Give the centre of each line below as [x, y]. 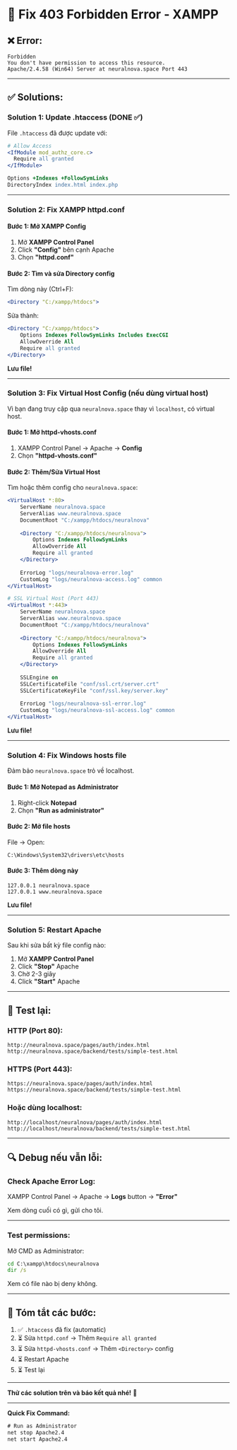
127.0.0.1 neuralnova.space [49, 886]
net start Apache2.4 [38, 1439]
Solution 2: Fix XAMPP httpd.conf [66, 209]
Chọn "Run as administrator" [61, 810]
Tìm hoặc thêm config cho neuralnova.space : [73, 488]
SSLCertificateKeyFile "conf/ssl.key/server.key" [95, 691]
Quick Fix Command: [39, 1413]
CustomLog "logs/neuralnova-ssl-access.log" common [97, 711]
